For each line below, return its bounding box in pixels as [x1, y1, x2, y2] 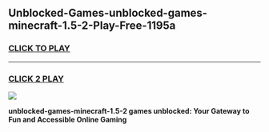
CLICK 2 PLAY [8, 73, 64, 84]
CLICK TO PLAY [8, 43, 70, 54]
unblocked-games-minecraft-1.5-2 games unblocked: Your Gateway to [8, 106, 250, 115]
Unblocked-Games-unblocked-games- [8, 6, 208, 20]
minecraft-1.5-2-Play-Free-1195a [8, 19, 176, 33]
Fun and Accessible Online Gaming [8, 114, 127, 124]
